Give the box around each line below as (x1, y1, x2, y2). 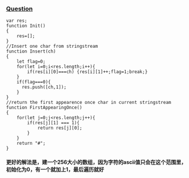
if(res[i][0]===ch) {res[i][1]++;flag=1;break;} (27, 69, 148, 75)
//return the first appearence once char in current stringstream (6, 100, 171, 106)
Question (6, 5, 33, 13)
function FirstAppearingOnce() (6, 104, 83, 111)
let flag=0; (16, 59, 46, 65)
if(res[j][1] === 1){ (27, 120, 80, 126)
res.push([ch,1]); (21, 84, 67, 90)
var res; (6, 18, 28, 24)
